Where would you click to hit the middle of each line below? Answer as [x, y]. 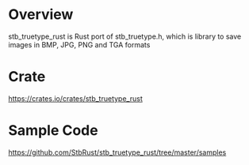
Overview [41, 15]
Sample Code [53, 131]
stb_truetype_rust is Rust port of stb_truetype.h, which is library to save [125, 36]
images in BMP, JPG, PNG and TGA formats [79, 44]
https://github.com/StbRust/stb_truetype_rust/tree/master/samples [117, 152]
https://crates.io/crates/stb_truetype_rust [75, 98]
